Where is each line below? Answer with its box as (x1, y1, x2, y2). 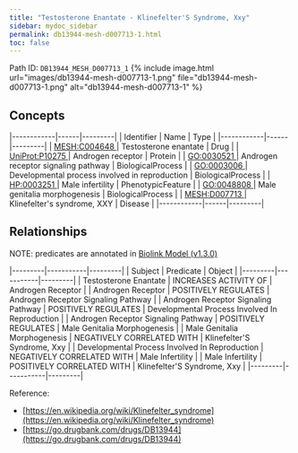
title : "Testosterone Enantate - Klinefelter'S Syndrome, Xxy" (9, 13, 251, 22)
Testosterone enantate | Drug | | (121, 141, 239, 152)
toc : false (9, 38, 50, 48)
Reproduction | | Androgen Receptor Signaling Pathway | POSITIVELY (9, 313, 266, 324)
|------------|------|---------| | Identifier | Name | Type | (9, 132, 217, 143)
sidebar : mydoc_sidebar (9, 22, 98, 30)
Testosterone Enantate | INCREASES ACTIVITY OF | (82, 274, 273, 285)
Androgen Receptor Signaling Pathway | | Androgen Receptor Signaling (9, 293, 272, 305)
